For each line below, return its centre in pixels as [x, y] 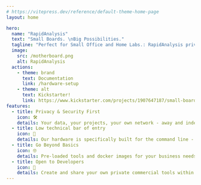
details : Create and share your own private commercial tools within [106, 173]
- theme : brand [36, 72]
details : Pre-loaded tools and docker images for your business [99, 156]
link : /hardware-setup [50, 84]
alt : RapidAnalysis [41, 61]
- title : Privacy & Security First [56, 111]
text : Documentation [48, 78]
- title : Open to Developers [48, 162]
